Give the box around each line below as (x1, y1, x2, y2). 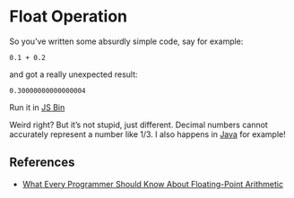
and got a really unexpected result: (9, 69, 138, 80)
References (9, 155, 75, 170)
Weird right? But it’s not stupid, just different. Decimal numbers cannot (9, 119, 269, 130)
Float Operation (9, 6, 128, 27)
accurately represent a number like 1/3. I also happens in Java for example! (9, 128, 287, 140)
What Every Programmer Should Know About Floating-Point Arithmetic (22, 178, 284, 189)
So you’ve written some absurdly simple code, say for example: (9, 36, 244, 47)
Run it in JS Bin (9, 101, 65, 113)
